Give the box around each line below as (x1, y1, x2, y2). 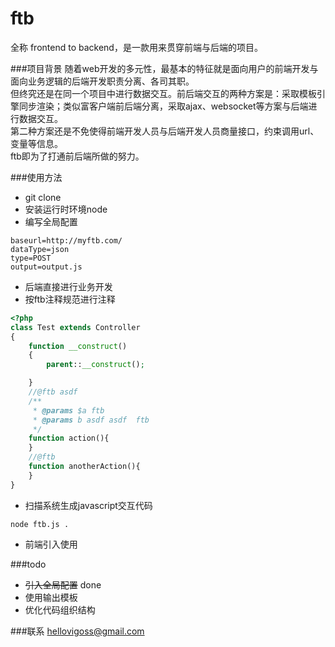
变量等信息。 (10, 137, 63, 149)
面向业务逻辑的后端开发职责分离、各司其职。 (10, 75, 195, 87)
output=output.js (10, 262, 83, 272)
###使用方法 (10, 171, 63, 183)
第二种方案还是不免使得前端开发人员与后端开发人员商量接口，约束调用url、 (10, 125, 320, 137)
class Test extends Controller (10, 322, 141, 332)
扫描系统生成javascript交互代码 (24, 499, 153, 511)
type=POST (10, 253, 52, 263)
